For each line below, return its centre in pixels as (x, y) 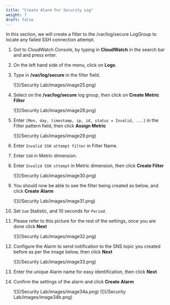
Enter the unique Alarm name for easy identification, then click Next (85, 272)
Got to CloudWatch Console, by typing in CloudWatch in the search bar (89, 50)
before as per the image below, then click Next (63, 252)
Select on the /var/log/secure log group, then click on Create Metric (86, 95)
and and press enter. (35, 55)
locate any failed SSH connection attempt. (50, 40)
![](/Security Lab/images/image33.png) (55, 262)
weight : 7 (16, 15)
